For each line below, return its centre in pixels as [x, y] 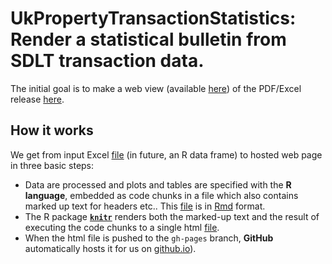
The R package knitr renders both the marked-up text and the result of [172, 216]
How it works [52, 130]
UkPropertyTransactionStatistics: [153, 18]
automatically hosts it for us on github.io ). [110, 248]
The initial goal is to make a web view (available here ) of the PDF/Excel [156, 88]
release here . [37, 99]
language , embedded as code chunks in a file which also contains [161, 195]
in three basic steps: [52, 165]
